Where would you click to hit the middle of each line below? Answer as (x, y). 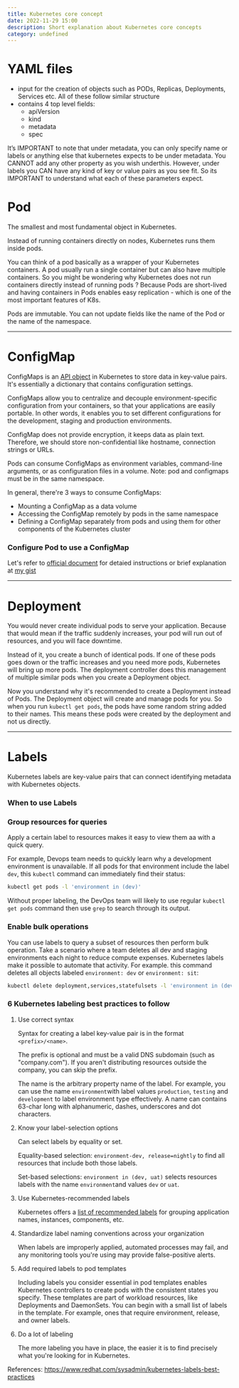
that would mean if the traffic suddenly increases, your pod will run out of (115, 633)
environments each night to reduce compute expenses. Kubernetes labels (116, 957)
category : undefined (38, 34)
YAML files (40, 69)
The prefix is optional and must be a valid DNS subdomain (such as (116, 1054)
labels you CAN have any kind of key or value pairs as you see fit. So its (112, 171)
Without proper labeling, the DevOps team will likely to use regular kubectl (116, 901)
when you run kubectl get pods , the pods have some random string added (117, 706)
